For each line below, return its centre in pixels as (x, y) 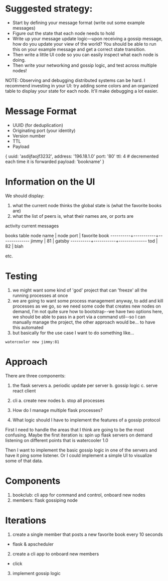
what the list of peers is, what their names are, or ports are (73, 216)
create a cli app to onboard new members (56, 554)
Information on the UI (50, 182)
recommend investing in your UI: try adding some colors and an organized (82, 85)
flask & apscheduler (33, 544)
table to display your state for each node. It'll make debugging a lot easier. (82, 91)
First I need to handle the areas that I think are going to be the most (75, 429)
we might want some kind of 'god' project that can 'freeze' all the (80, 290)
